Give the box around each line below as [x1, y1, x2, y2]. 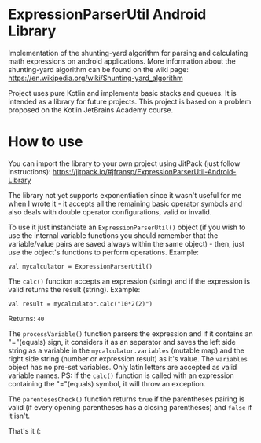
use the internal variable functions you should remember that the [8, 230, 219, 240]
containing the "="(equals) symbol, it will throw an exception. [8, 379, 206, 388]
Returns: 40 [8, 313, 45, 323]
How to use [8, 133, 83, 151]
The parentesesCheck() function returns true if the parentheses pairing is [8, 394, 245, 404]
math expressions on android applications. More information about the [8, 57, 236, 66]
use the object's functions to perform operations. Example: [8, 247, 199, 257]
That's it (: [8, 426, 42, 435]
